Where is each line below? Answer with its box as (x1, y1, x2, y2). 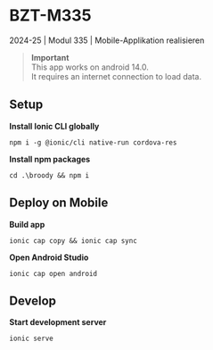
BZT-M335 (9, 5, 92, 26)
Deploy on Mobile (9, 196, 109, 211)
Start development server (9, 317, 107, 328)
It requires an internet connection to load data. (30, 71, 202, 81)
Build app (9, 219, 45, 229)
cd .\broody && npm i (9, 171, 90, 179)
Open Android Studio (9, 252, 89, 262)
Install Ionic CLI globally (9, 121, 100, 131)
